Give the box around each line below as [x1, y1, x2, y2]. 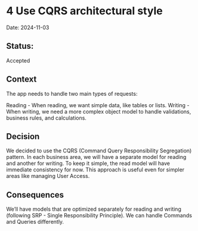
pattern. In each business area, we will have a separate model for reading [6, 154, 187, 161]
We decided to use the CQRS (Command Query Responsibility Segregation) [6, 147, 192, 154]
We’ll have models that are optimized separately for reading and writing [6, 205, 182, 213]
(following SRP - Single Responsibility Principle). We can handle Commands [6, 212, 193, 219]
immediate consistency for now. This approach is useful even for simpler [6, 166, 185, 173]
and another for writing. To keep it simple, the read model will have [6, 160, 170, 167]
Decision [6, 131, 40, 141]
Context [6, 74, 37, 85]
